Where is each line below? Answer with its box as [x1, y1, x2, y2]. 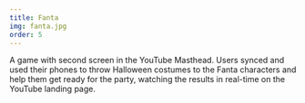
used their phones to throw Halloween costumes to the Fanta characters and [9, 64, 297, 75]
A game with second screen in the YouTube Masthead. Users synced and [9, 55, 285, 66]
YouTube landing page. [9, 83, 96, 95]
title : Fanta [9, 13, 59, 23]
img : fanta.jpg [9, 22, 67, 31]
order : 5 [9, 30, 43, 39]
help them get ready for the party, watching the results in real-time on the [9, 74, 285, 85]
